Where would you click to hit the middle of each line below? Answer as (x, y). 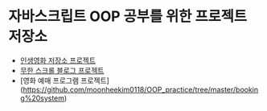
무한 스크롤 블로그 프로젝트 (62, 70)
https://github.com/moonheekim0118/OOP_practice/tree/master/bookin (141, 89)
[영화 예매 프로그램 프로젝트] (65, 80)
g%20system (42, 98)
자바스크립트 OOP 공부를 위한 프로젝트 (128, 16)
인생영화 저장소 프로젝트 (58, 60)
